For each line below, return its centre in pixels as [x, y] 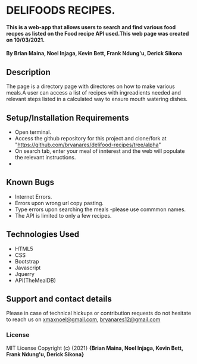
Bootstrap [27, 261]
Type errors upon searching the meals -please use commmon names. [100, 209]
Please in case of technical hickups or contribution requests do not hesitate [99, 313]
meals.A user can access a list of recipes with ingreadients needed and [94, 93]
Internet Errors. [33, 196]
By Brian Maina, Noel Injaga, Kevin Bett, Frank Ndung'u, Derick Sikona [94, 54]
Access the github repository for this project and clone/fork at [90, 138]
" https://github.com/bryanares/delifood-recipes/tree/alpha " [88, 145]
